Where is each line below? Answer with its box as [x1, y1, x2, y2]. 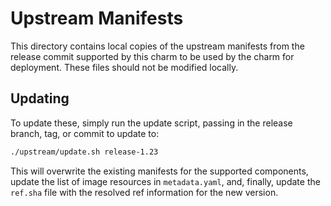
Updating [10, 90, 70, 107]
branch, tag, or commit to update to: [10, 127, 160, 139]
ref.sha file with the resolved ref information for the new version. [10, 186, 279, 198]
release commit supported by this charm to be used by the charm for [10, 50, 295, 62]
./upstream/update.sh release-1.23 [10, 147, 159, 157]
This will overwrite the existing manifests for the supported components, [10, 165, 309, 177]
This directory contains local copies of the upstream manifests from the [10, 40, 305, 52]
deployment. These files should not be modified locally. [10, 61, 239, 73]
